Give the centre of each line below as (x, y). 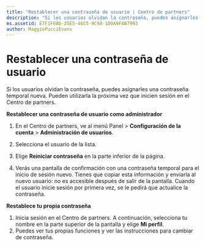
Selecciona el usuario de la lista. (56, 144)
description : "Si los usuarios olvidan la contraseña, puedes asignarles (102, 18)
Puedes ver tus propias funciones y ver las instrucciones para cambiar (104, 231)
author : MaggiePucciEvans (39, 29)
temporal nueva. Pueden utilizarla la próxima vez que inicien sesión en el (98, 96)
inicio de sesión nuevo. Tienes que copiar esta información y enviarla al (105, 174)
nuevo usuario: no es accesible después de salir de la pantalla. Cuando (105, 181)
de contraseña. (34, 237)
